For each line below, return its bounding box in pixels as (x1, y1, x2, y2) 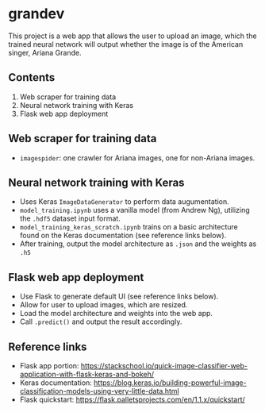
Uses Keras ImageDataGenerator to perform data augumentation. (19, 197, 229, 206)
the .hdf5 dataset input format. (19, 214, 121, 223)
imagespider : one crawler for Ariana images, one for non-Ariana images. (19, 152, 255, 163)
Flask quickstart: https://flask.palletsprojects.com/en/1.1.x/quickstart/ (19, 395, 246, 404)
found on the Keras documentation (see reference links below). (19, 231, 227, 241)
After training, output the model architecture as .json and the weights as (19, 239, 257, 248)
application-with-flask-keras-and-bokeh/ (19, 370, 155, 379)
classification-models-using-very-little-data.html (19, 387, 180, 395)
